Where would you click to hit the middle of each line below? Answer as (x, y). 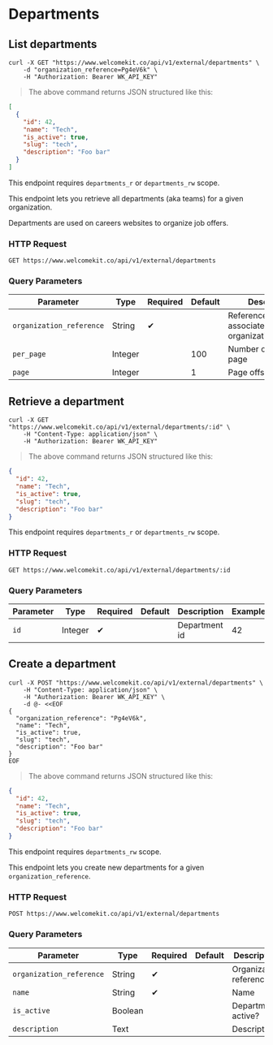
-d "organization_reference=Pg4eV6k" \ (91, 70)
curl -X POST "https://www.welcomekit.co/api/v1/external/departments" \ (136, 683)
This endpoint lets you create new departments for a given (106, 867)
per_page (29, 354)
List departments (53, 44)
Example (249, 611)
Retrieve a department (66, 402)
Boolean (128, 1010)
